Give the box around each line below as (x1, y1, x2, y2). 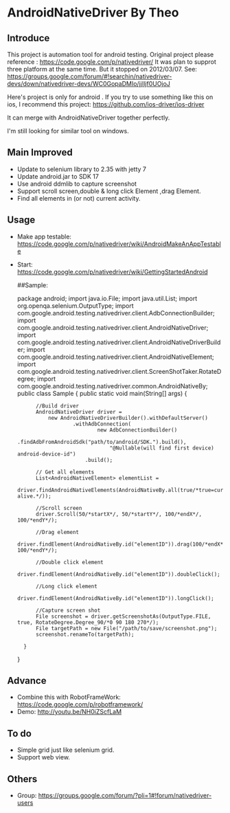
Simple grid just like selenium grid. (16, 746, 115, 754)
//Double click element (35, 559, 104, 566)
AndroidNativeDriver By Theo (7, 5, 179, 21)
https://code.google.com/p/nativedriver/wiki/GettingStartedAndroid (16, 267, 208, 276)
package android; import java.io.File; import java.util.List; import (16, 294, 198, 302)
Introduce (7, 32, 50, 44)
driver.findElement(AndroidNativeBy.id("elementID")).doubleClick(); (16, 570, 221, 578)
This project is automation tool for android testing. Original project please (7, 50, 214, 58)
